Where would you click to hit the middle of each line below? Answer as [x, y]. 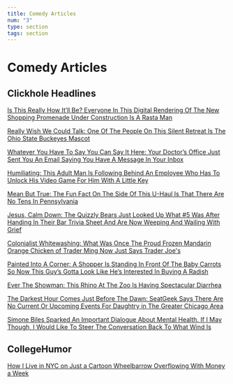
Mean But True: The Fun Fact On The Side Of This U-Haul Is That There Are [116, 194]
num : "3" [20, 20]
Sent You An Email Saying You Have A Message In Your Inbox [95, 160]
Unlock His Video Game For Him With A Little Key [78, 180]
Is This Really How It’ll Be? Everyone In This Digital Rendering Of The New [113, 110]
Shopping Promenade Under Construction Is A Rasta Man [90, 118]
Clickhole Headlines [52, 93]
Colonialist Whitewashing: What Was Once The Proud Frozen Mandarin [109, 243]
